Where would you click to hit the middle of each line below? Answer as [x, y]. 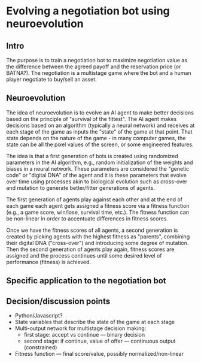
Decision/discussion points [58, 301]
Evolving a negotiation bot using [88, 11]
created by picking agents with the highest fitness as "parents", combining [98, 236]
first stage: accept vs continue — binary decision [84, 335]
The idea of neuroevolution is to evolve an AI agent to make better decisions [100, 113]
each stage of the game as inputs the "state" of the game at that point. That [99, 131]
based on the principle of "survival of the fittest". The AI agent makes [92, 119]
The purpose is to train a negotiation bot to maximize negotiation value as [97, 60]
